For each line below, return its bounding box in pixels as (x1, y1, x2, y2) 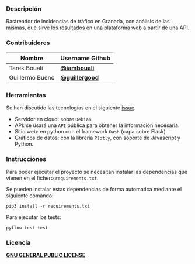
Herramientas (6, 91, 46, 99)
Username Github (60, 54, 111, 62)
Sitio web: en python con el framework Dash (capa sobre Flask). (14, 128, 168, 135)
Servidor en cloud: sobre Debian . (14, 115, 93, 122)
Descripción (6, 5, 42, 13)
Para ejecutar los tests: (6, 214, 61, 221)
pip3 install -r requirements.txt (6, 204, 90, 210)
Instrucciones (6, 155, 47, 163)
